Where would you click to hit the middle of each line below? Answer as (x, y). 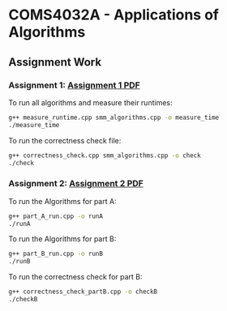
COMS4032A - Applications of (113, 15)
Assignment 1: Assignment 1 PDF (74, 85)
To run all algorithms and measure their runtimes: (90, 102)
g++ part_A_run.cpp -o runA (56, 216)
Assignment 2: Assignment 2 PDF (76, 184)
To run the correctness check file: (65, 140)
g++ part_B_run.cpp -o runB (56, 254)
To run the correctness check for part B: (76, 277)
